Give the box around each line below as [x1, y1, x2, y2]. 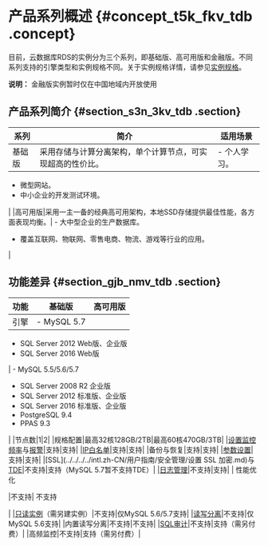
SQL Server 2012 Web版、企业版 [19, 338, 128, 348]
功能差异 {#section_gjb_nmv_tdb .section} [8, 275, 222, 289]
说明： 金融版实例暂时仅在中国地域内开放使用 [8, 79, 157, 89]
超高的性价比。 [47, 157, 104, 169]
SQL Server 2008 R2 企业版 [19, 381, 112, 390]
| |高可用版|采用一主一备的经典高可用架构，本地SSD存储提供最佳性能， [8, 207, 241, 217]
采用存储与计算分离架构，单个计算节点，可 [39, 145, 199, 157]
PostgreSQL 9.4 [19, 409, 73, 420]
